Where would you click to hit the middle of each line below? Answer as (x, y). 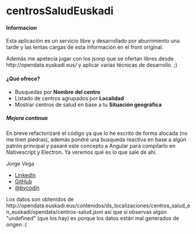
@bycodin (27, 188)
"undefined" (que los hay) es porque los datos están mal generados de (93, 218)
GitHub (23, 181)
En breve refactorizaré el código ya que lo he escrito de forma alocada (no (97, 133)
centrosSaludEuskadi (60, 11)
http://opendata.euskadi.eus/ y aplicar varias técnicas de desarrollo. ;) (92, 65)
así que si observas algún (136, 211)
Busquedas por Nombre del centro (57, 92)
